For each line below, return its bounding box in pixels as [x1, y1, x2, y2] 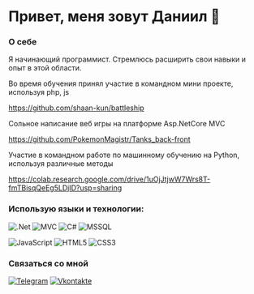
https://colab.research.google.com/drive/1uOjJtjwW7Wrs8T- [8, 174, 211, 185]
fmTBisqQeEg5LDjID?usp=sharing [8, 183, 123, 193]
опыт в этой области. [8, 63, 82, 73]
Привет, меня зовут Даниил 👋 [8, 7, 221, 26]
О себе [8, 36, 37, 48]
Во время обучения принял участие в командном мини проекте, [8, 79, 234, 88]
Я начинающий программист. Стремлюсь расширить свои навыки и [8, 54, 246, 64]
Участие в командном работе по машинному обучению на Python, [8, 150, 240, 160]
